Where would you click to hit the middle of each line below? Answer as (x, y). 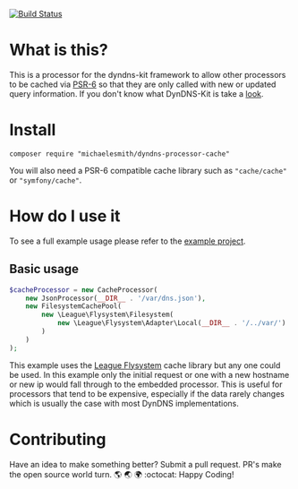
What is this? (59, 50)
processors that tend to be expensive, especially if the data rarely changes (147, 393)
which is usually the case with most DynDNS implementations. (124, 403)
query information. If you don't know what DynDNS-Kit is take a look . (136, 93)
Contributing (58, 439)
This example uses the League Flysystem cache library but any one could (145, 365)
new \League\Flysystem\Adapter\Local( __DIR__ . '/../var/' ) (171, 323)
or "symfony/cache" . (46, 180)
